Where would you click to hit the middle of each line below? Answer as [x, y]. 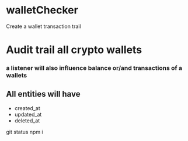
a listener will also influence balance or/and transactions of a [94, 68]
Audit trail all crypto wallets [74, 50]
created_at [27, 108]
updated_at [28, 114]
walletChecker [42, 10]
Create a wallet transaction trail [43, 26]
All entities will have [43, 94]
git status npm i [25, 132]
